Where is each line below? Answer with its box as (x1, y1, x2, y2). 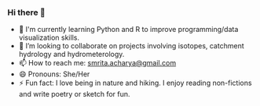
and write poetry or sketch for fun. (18, 90, 130, 99)
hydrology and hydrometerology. (18, 50, 125, 59)
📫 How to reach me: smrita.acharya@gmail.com (18, 58, 177, 68)
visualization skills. (18, 33, 80, 42)
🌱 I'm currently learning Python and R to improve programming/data (18, 25, 239, 34)
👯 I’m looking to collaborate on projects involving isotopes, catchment (18, 41, 244, 51)
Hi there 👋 (7, 7, 46, 18)
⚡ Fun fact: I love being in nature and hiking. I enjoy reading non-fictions (18, 78, 252, 88)
